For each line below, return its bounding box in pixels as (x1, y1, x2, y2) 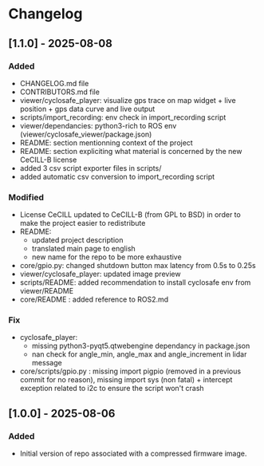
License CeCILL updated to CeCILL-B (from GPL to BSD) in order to (19, 210, 241, 219)
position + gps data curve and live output (19, 104, 156, 113)
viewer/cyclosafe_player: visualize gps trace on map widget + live (19, 95, 237, 105)
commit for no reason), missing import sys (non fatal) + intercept (19, 375, 233, 385)
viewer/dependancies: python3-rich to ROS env (19, 120, 177, 130)
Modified (8, 192, 45, 203)
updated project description (31, 235, 124, 245)
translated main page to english (31, 244, 136, 254)
